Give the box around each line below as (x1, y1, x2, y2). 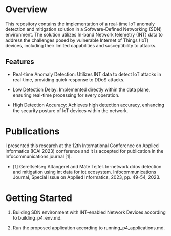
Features (5, 58, 34, 66)
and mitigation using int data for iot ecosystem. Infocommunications (12, 169, 156, 175)
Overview (5, 4, 48, 15)
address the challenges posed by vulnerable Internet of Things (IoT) (5, 37, 149, 43)
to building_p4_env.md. (12, 214, 62, 221)
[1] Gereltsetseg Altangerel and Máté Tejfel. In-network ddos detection (12, 163, 162, 169)
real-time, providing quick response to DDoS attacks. (12, 76, 125, 83)
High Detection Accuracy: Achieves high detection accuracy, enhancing (12, 102, 165, 108)
